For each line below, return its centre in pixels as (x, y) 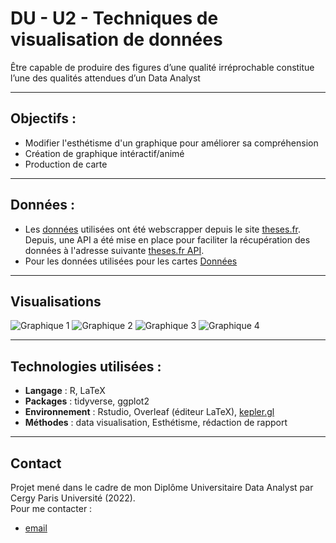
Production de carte (66, 164)
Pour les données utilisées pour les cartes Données (131, 261)
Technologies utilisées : (86, 366)
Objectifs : (43, 118)
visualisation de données (116, 39)
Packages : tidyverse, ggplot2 (87, 401)
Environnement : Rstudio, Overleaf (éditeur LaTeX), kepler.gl (149, 412)
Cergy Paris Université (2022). (73, 498)
